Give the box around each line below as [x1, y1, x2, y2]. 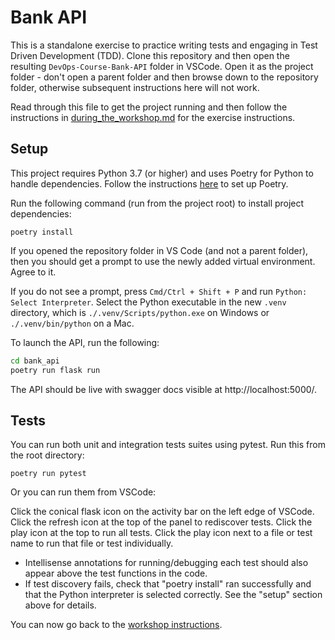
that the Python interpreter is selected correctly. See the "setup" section [24, 589, 323, 601]
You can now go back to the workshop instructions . [10, 619, 223, 631]
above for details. [24, 599, 97, 611]
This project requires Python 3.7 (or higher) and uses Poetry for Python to [10, 167, 314, 179]
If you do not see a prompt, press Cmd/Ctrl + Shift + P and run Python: [10, 285, 308, 297]
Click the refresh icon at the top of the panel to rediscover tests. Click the [10, 516, 313, 528]
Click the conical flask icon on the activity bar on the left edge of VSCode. [10, 506, 315, 518]
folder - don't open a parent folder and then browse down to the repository [10, 71, 319, 83]
